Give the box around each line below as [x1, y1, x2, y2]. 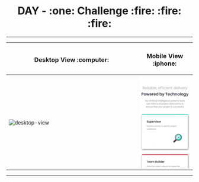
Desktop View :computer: [34, 56, 110, 64]
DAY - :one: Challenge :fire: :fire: [17, 4, 182, 18]
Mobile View [146, 52, 184, 60]
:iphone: [153, 59, 177, 68]
